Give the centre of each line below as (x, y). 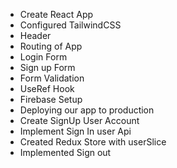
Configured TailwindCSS (70, 25)
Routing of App (51, 46)
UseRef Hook (47, 88)
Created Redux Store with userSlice (93, 142)
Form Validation (52, 78)
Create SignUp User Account (79, 120)
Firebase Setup (51, 99)
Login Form (43, 57)
